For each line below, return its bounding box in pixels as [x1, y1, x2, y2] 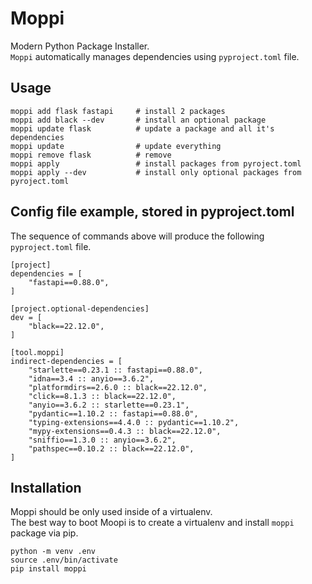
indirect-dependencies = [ [10, 356, 123, 366]
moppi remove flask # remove [10, 150, 172, 160]
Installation [10, 479, 82, 496]
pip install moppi [10, 564, 87, 574]
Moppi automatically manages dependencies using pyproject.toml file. [10, 50, 300, 62]
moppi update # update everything [10, 141, 222, 151]
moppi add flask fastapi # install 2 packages [10, 106, 226, 116]
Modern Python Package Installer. [10, 40, 150, 52]
